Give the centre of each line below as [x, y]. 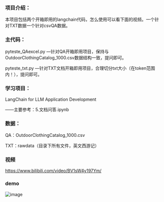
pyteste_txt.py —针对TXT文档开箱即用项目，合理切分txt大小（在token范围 [80, 68]
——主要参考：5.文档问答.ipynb [37, 109]
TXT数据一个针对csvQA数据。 [40, 26]
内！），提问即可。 [23, 74]
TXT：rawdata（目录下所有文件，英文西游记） [52, 146]
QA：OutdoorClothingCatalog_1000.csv [45, 135]
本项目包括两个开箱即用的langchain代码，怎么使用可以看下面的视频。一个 [80, 20]
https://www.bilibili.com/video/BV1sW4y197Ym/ [53, 171]
